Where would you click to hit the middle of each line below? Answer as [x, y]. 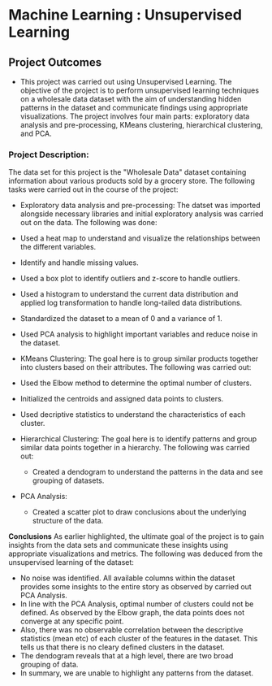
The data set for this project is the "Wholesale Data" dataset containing [127, 172]
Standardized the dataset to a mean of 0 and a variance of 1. [121, 319]
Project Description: [49, 154]
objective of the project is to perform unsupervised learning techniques [140, 90]
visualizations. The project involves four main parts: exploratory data [135, 116]
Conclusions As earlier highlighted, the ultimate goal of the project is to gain [136, 536]
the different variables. [58, 247]
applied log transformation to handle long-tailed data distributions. [131, 303]
